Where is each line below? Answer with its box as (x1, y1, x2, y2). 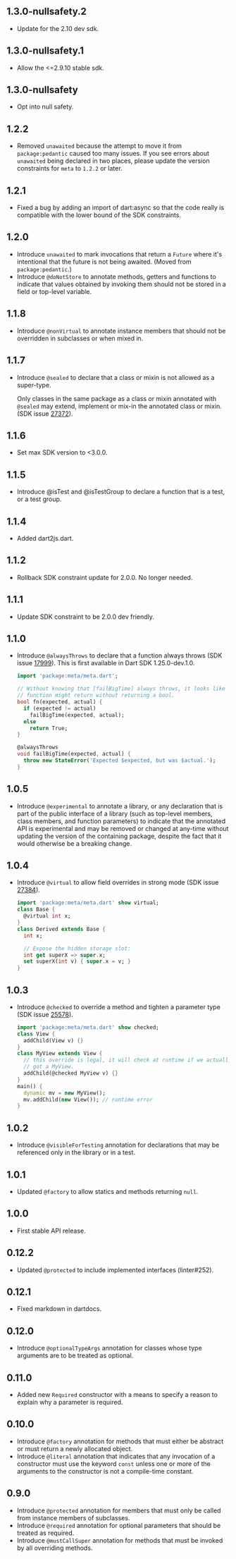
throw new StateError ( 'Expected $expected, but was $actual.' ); (23, 757, 216, 764)
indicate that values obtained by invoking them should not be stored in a (16, 280, 226, 288)
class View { (16, 1030, 56, 1037)
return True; (30, 725, 68, 732)
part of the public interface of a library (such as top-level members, (16, 809, 213, 818)
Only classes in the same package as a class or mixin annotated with (16, 394, 217, 402)
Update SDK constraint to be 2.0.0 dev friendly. (16, 612, 154, 621)
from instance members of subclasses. (16, 1513, 130, 1522)
